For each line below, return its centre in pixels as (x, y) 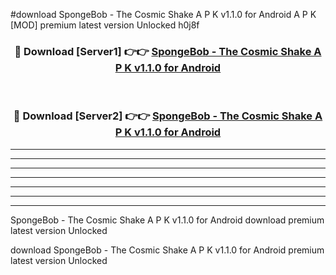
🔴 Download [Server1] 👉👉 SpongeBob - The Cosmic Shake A (168, 51)
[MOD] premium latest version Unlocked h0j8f (105, 25)
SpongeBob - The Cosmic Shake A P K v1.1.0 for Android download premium (167, 220)
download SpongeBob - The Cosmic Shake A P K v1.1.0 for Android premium (167, 250)
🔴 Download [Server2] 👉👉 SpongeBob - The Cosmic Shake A (168, 116)
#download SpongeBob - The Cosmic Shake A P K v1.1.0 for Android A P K (163, 14)
